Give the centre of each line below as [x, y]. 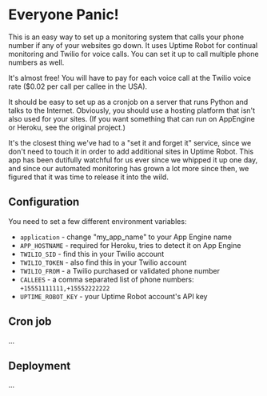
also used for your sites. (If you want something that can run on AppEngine [132, 118]
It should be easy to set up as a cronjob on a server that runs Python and [128, 102]
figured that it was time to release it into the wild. [89, 177]
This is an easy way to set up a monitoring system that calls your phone [126, 37]
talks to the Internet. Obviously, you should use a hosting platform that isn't [132, 110]
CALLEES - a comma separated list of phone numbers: [107, 279]
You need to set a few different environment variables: [98, 221]
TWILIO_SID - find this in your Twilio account [92, 254]
